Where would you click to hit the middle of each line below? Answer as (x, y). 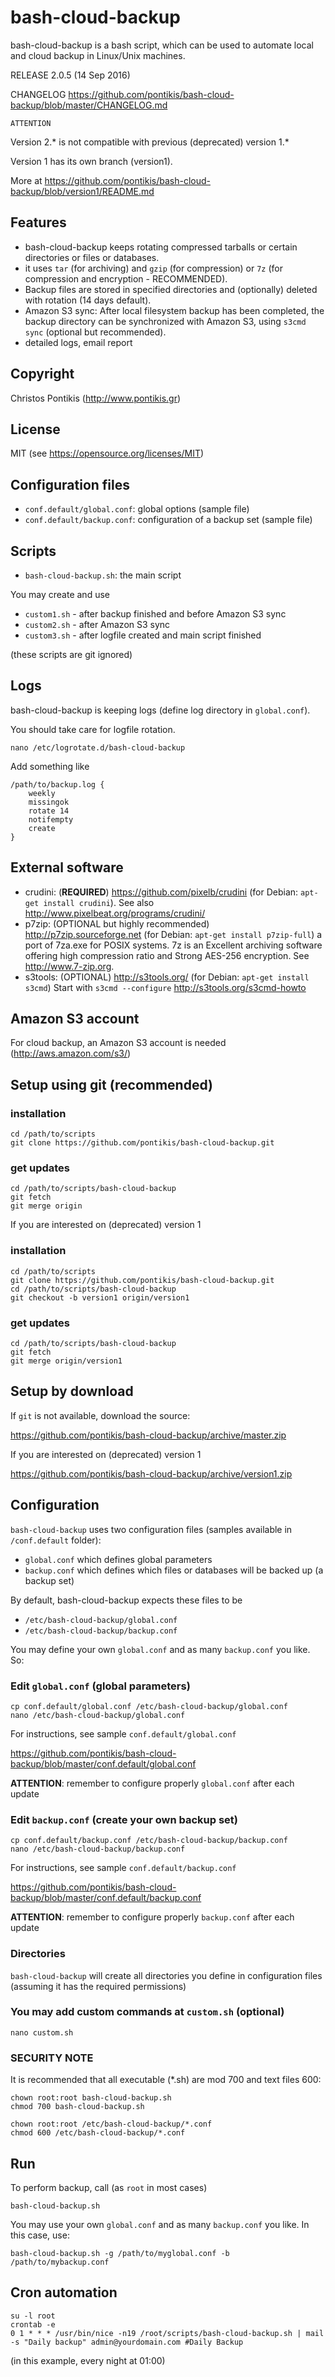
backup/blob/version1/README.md (82, 191)
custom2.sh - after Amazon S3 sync (97, 624)
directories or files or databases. (92, 257)
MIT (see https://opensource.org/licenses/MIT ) (107, 453)
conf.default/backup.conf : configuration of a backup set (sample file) (168, 520)
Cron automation (64, 2292)
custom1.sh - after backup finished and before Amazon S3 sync (155, 614)
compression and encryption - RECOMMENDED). (126, 278)
